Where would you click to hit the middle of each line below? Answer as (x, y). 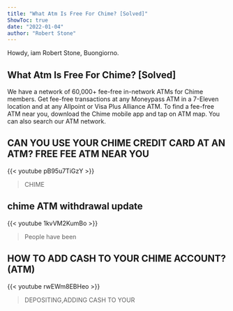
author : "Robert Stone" (42, 33)
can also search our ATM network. (57, 121)
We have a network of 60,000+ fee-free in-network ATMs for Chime (105, 92)
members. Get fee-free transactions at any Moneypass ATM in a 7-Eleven (113, 99)
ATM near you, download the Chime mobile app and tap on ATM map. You (114, 114)
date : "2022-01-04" (36, 26)
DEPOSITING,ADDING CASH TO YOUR (80, 300)
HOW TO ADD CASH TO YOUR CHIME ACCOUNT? (117, 259)
